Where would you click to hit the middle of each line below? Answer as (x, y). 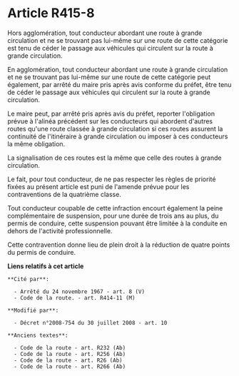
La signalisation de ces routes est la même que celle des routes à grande (115, 158)
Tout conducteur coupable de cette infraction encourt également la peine (115, 208)
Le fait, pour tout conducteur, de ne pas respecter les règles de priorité (112, 179)
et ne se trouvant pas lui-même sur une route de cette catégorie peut (109, 77)
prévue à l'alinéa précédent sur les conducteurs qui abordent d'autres (110, 121)
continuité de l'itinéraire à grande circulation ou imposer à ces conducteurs (118, 136)
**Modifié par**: (33, 310)
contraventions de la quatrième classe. (64, 194)
